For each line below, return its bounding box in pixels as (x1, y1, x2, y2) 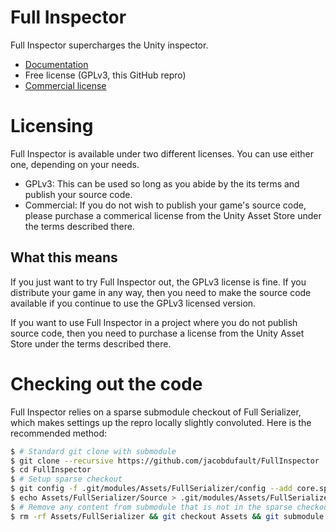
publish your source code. (24, 188, 133, 200)
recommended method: (10, 427, 108, 439)
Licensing (10, 115, 94, 138)
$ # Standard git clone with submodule (10, 446, 177, 456)
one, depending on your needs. (10, 158, 140, 170)
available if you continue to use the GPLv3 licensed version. (10, 297, 257, 309)
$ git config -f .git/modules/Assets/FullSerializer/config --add (10, 484, 293, 494)
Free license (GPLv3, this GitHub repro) (24, 69, 187, 81)
